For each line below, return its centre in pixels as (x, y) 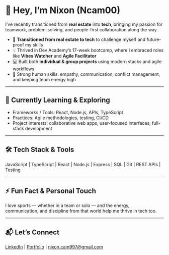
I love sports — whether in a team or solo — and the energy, (67, 206)
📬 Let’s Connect (32, 232)
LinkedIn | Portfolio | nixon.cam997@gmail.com (54, 247)
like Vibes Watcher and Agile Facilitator (54, 56)
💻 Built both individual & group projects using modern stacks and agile (87, 61)
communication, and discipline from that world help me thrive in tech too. (81, 211)
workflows (23, 69)
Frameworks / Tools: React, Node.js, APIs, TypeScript (68, 112)
